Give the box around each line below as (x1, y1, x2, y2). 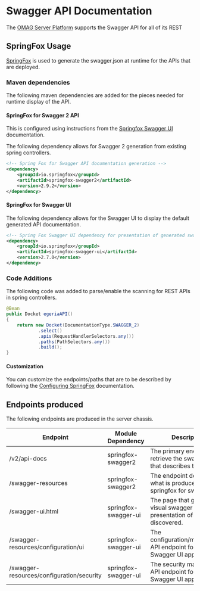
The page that (150, 496, 189, 505)
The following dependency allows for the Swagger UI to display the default (6, 214, 189, 222)
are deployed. (6, 63, 40, 70)
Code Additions (6, 274, 52, 282)
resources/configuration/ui (9, 543, 85, 552)
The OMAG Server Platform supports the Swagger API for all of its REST (6, 24, 183, 31)
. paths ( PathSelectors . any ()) (37, 338, 111, 345)
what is (150, 479, 171, 487)
